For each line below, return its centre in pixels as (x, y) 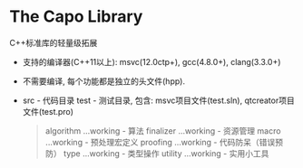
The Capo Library (76, 17)
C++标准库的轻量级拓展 (54, 42)
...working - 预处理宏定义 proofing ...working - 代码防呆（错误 (160, 142)
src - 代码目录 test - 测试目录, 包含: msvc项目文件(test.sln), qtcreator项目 (158, 100)
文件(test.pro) (48, 111)
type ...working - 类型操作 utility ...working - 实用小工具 (166, 153)
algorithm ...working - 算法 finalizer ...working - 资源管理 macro (163, 131)
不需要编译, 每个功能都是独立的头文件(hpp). (104, 81)
